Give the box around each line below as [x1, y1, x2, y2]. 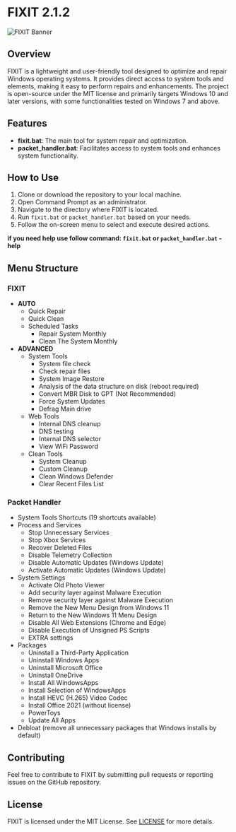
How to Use [7, 171, 59, 184]
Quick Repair [28, 307, 66, 315]
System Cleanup [38, 457, 87, 466]
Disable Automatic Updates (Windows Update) [28, 558, 164, 567]
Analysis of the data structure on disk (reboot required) [38, 382, 199, 391]
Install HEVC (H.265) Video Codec [28, 693, 128, 702]
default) [17, 731, 41, 739]
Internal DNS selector [38, 435, 101, 443]
